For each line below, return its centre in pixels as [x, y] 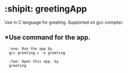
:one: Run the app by [31, 49]
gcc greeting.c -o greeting [37, 53]
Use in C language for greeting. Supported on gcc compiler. [64, 22]
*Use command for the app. [48, 37]
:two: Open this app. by [34, 61]
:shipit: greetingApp [46, 9]
